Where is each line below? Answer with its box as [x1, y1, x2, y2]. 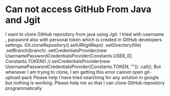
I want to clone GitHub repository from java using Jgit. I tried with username [5, 31, 164, 37]
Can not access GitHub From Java [5, 4, 152, 15]
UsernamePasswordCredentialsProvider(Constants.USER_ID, [5, 52, 133, 59]
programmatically [5, 85, 42, 91]
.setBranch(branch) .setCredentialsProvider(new [5, 47, 107, 53]
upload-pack [5, 74, 32, 80]
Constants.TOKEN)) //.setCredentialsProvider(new [5, 58, 110, 64]
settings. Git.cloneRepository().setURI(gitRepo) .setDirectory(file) [5, 42, 141, 48]
